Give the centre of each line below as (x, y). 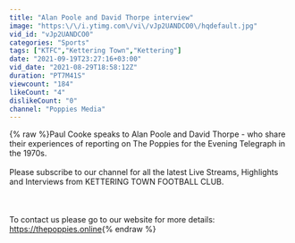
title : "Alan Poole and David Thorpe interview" (101, 17)
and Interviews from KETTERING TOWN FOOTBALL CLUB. (117, 182)
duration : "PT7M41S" (48, 76)
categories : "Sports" (50, 42)
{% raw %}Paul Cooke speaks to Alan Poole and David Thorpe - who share (147, 134)
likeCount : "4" (38, 92)
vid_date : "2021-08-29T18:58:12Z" (74, 68)
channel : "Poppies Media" (57, 109)
